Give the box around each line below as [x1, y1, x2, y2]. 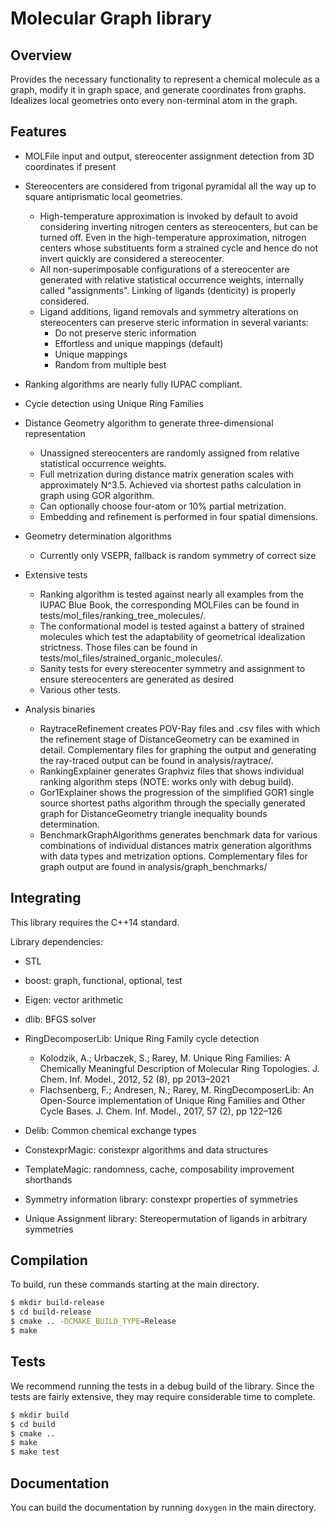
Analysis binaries [24, 703, 96, 715]
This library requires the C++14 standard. [10, 916, 180, 928]
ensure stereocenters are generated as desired [39, 673, 234, 685]
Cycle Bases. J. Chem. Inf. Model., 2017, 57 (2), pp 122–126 [39, 1105, 283, 1117]
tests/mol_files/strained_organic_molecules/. [39, 652, 223, 664]
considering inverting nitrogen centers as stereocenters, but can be [39, 220, 318, 232]
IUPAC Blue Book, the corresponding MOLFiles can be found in [39, 598, 300, 611]
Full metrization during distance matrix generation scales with [39, 468, 294, 480]
